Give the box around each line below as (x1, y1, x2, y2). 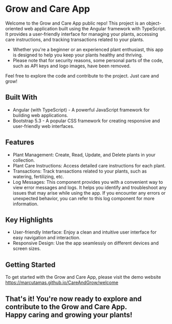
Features (5, 138, 34, 147)
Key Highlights (5, 215, 53, 224)
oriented (5, 25, 23, 31)
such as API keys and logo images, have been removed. (12, 63, 131, 69)
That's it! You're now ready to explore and (5, 294, 142, 303)
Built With (5, 93, 37, 102)
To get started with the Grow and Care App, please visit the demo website (5, 274, 161, 280)
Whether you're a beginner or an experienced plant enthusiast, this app (12, 46, 164, 52)
